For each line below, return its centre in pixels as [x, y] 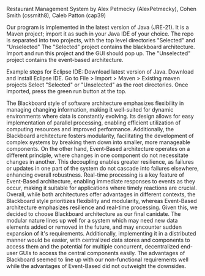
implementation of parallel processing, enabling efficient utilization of [94, 123]
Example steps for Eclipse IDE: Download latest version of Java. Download [100, 72]
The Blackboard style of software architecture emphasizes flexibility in [95, 103]
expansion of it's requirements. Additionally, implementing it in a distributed [101, 233]
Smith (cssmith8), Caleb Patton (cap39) [56, 15]
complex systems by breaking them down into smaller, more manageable [99, 142]
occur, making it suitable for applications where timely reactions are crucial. [102, 188]
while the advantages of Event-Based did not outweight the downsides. [96, 266]
